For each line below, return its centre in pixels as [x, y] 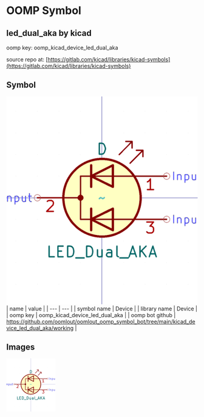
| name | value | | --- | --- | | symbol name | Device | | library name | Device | [102, 309]
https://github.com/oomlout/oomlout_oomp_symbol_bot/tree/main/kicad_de [101, 321]
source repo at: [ [27, 59]
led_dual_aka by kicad [49, 33]
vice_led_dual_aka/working [40, 328]
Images [21, 347]
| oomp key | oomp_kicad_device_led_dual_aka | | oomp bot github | [91, 315]
